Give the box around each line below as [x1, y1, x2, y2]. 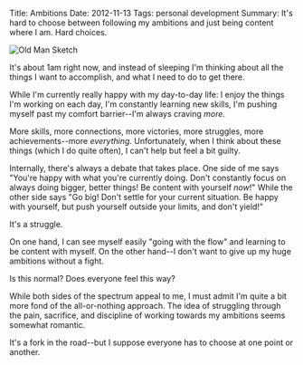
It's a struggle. [9, 219, 63, 229]
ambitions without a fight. [9, 255, 104, 266]
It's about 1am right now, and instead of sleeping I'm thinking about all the [9, 62, 284, 72]
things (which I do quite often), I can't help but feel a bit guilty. [9, 145, 241, 156]
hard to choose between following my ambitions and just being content [9, 17, 274, 28]
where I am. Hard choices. [9, 27, 108, 37]
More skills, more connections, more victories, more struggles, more [9, 126, 264, 137]
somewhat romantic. [9, 320, 86, 330]
